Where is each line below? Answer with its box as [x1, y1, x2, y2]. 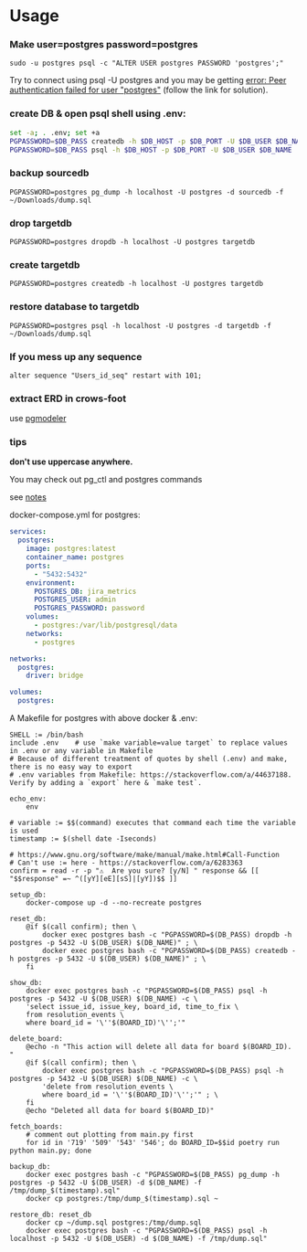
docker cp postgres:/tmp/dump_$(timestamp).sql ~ [26, 1194, 219, 1204]
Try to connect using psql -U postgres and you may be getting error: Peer [9, 75, 287, 86]
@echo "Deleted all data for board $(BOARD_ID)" [26, 1107, 215, 1116]
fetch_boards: [9, 1122, 64, 1131]
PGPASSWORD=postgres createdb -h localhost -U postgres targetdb [9, 280, 263, 289]
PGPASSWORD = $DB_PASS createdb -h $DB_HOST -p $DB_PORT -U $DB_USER [9, 136, 272, 146]
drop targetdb [9, 217, 73, 229]
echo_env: [9, 794, 48, 804]
